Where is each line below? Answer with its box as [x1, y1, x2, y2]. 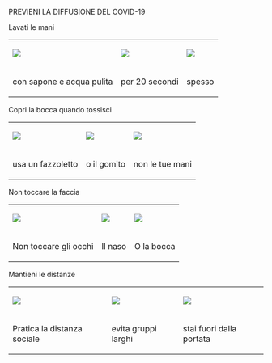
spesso [186, 76, 215, 87]
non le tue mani [133, 158, 193, 169]
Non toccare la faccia [8, 188, 80, 196]
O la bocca [134, 241, 176, 251]
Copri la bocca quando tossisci [8, 105, 112, 114]
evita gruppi [111, 323, 157, 334]
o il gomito [86, 158, 126, 169]
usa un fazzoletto [12, 158, 79, 169]
